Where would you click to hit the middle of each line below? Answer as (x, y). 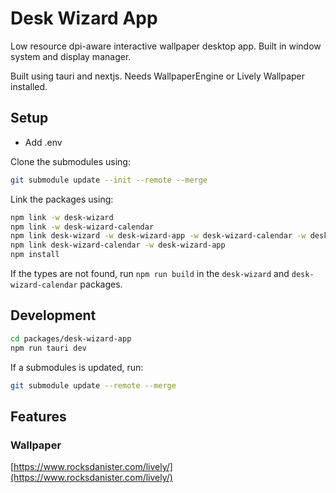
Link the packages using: (62, 199)
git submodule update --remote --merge (93, 385)
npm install (35, 255)
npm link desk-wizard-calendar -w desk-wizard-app (118, 245)
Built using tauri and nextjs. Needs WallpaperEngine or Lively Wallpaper (158, 76)
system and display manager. (71, 56)
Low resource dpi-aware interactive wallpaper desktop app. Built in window (166, 46)
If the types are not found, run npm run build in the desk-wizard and (150, 273)
